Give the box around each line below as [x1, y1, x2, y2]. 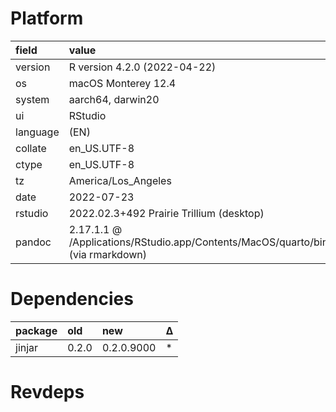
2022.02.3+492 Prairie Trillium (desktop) [68, 206, 265, 220]
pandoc [15, 235, 52, 249]
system [15, 92, 50, 106]
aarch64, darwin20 [68, 92, 160, 106]
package [15, 323, 58, 337]
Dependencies [10, 288, 134, 311]
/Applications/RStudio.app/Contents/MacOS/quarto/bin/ [68, 235, 332, 249]
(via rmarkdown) [68, 247, 147, 261]
